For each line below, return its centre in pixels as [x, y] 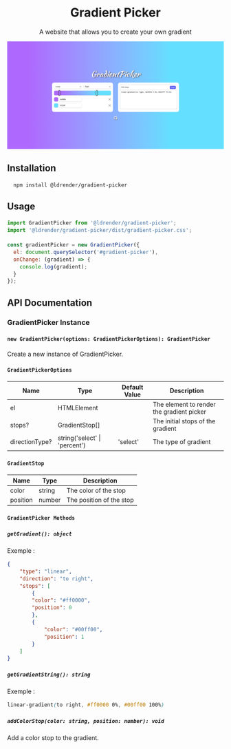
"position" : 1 [64, 637]
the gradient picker [179, 412]
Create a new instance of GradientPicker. [65, 354]
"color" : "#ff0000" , [61, 600]
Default [132, 387]
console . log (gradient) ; [54, 266]
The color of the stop [96, 490]
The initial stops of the [184, 421]
